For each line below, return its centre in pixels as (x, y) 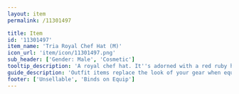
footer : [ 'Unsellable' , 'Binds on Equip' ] (71, 79)
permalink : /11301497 (39, 20)
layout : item (27, 14)
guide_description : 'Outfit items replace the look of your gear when (114, 72)
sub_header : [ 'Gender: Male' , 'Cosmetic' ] (71, 60)
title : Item (25, 33)
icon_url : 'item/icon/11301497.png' (62, 53)
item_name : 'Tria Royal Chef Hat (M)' (65, 47)
